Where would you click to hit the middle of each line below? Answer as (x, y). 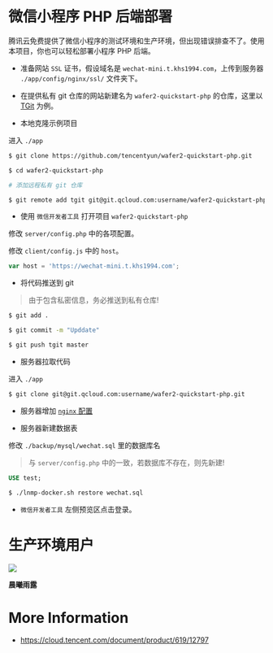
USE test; (25, 478)
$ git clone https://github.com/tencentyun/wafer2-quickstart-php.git (130, 155)
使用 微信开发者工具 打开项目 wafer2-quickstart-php (104, 216)
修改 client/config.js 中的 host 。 (66, 251)
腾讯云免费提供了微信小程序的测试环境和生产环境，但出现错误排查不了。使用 (136, 41)
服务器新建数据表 (49, 428)
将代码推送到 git (47, 283)
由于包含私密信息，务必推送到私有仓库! (93, 300)
